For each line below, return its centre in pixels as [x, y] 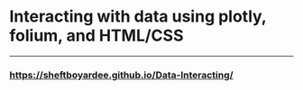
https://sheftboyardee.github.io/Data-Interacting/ [121, 75]
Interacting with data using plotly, [138, 17]
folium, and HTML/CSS [96, 36]
